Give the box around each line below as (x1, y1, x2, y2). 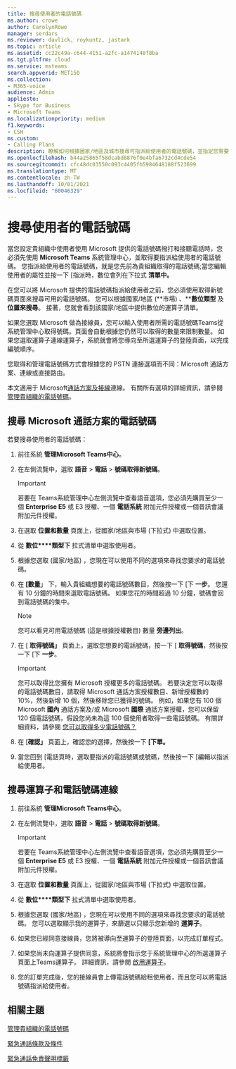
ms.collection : (7, 75, 52, 83)
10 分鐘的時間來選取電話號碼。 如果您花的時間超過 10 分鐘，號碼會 (25, 589, 218, 597)
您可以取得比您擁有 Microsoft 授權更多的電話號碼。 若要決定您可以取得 (17, 679, 223, 687)
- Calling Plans (7, 142, 55, 149)
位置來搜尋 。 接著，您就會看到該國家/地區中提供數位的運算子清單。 (7, 304, 202, 312)
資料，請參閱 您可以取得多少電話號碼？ (23, 723, 137, 731)
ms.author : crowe (7, 17, 58, 24)
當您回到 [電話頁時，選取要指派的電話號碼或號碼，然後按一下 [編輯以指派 (17, 753, 229, 761)
